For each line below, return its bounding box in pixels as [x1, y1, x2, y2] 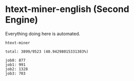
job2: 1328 [5, 66, 28, 71]
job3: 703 [5, 71, 26, 76]
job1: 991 [5, 62, 26, 67]
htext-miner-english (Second [5, 3, 129, 15]
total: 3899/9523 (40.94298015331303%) [5, 49, 89, 54]
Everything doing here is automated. [5, 30, 80, 36]
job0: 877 [5, 57, 26, 63]
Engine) [5, 14, 39, 25]
